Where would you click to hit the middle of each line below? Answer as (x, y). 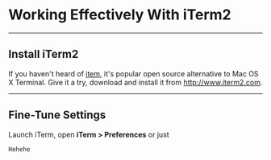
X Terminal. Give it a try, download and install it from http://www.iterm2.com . (135, 82)
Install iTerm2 (44, 54)
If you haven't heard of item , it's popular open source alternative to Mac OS (134, 73)
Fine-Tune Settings (57, 115)
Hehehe (19, 149)
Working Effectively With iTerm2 (120, 15)
